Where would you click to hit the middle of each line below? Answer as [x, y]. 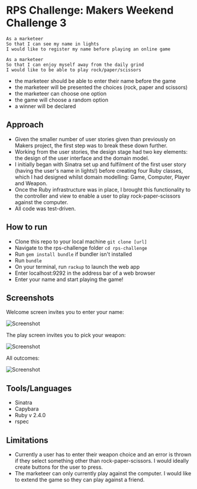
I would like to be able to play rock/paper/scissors [74, 70]
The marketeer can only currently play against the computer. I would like [103, 473]
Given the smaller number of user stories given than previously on [95, 139]
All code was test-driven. [45, 208]
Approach [25, 125]
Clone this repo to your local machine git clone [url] [81, 242]
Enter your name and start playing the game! [69, 279]
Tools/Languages [39, 388]
